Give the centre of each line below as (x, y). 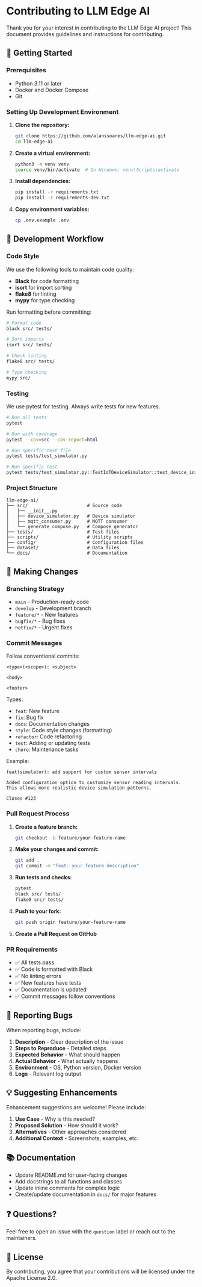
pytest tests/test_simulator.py (47, 456)
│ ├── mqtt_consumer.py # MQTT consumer (67, 522)
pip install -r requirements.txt (57, 192)
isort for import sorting (43, 287)
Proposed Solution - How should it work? (66, 1125)
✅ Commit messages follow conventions (65, 996)
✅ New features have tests (48, 983)
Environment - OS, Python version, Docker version (78, 1067)
